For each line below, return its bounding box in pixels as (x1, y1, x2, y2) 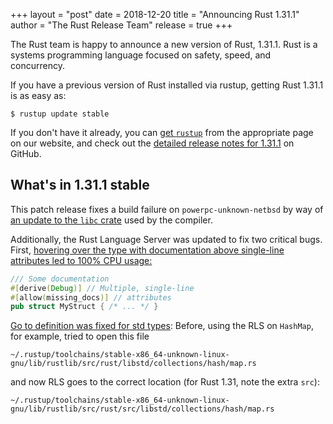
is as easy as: (10, 90, 67, 101)
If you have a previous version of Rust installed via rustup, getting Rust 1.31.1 (10, 79, 324, 91)
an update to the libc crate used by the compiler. (10, 214, 213, 226)
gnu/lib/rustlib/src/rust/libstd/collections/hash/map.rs (10, 359, 257, 369)
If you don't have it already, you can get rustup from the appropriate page (10, 127, 314, 138)
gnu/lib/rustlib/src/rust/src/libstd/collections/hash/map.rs (10, 404, 275, 414)
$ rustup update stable (10, 109, 110, 119)
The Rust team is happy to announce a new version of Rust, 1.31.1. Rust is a (10, 39, 318, 50)
